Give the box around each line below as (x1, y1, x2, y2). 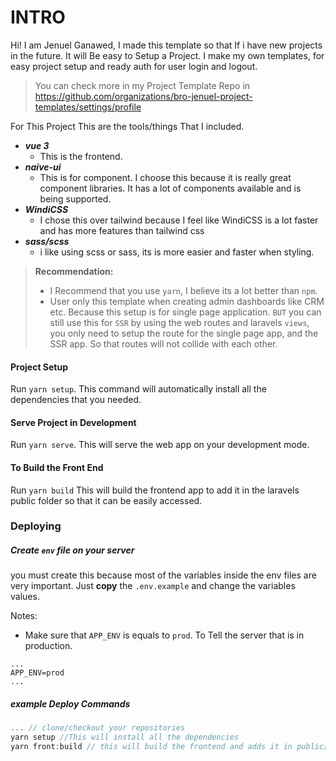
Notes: (10, 610, 38, 622)
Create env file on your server (10, 544, 135, 556)
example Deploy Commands (10, 698, 131, 710)
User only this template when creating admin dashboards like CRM (49, 295, 325, 307)
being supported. (39, 192, 112, 205)
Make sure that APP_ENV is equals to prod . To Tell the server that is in (24, 629, 305, 641)
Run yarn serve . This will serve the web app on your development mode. (10, 439, 310, 451)
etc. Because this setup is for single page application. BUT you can (49, 306, 322, 318)
